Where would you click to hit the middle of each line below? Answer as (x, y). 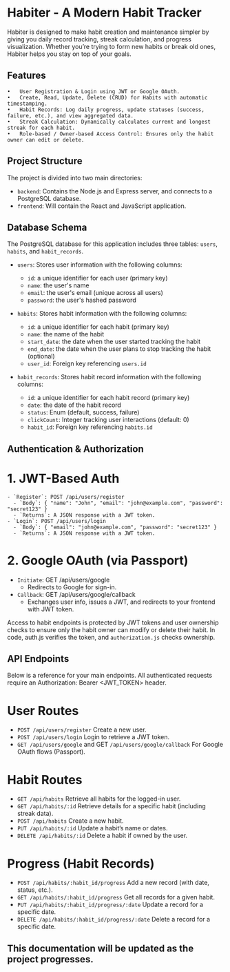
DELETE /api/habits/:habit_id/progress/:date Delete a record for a (114, 919)
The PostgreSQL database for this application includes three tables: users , (113, 244)
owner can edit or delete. (46, 140)
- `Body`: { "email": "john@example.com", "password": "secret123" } (115, 527)
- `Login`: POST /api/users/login (57, 521)
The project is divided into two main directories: (75, 178)
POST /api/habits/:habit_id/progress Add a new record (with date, (113, 883)
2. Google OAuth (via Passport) (98, 560)
